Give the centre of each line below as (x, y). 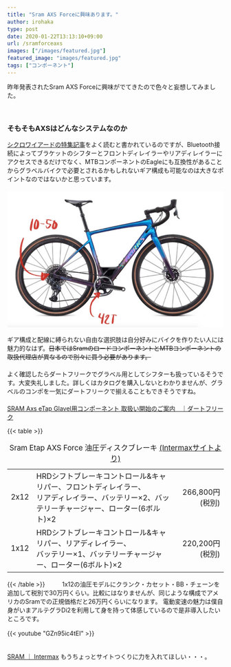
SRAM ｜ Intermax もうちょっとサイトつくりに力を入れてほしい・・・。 (109, 656)
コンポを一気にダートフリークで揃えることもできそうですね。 (112, 391)
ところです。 (25, 618)
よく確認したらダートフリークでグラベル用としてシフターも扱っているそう (112, 374)
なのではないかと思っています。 (70, 179)
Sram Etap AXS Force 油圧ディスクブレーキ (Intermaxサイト (112, 448)
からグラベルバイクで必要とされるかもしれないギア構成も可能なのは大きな (112, 171)
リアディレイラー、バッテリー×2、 (96, 497)
